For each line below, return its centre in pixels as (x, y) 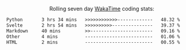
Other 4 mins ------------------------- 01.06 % (93, 36)
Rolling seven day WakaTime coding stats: (102, 9)
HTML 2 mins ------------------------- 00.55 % (93, 42)
